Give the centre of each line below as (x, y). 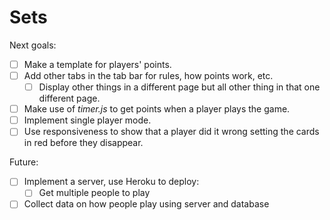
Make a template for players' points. (97, 64)
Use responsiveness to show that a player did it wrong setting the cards (171, 132)
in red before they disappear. (83, 143)
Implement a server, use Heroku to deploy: (111, 182)
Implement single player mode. (87, 120)
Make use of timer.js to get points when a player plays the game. (157, 109)
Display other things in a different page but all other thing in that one (179, 87)
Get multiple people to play (94, 193)
